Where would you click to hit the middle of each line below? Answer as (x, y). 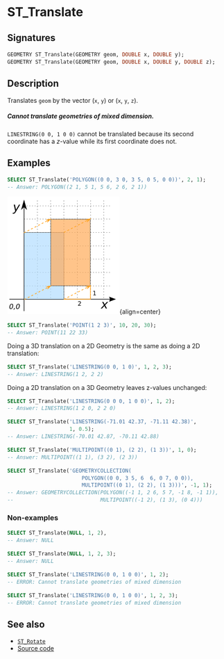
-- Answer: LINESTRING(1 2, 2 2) (55, 374)
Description (33, 84)
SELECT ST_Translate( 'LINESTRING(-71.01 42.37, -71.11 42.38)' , (102, 422)
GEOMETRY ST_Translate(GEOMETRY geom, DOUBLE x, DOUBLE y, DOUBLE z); (111, 62)
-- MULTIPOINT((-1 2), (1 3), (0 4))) (105, 500)
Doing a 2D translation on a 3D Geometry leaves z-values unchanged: (107, 387)
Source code (35, 649)
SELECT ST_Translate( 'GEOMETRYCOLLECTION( (69, 471)
